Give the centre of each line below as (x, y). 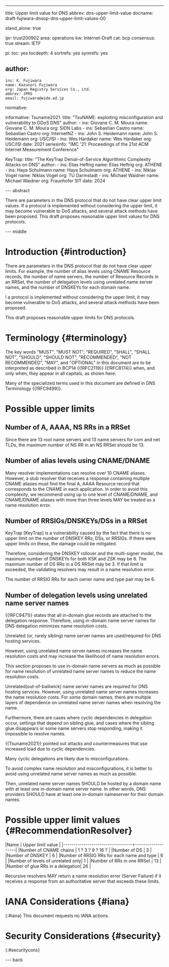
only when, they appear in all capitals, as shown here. (61, 373)
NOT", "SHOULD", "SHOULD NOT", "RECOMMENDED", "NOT (68, 357)
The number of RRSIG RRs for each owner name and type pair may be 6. (80, 579)
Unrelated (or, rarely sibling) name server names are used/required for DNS (83, 636)
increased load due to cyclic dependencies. (50, 749)
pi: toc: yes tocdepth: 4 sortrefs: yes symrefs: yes (57, 53)
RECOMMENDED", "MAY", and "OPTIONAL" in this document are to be (78, 362)
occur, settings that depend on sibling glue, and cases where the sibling (80, 723)
